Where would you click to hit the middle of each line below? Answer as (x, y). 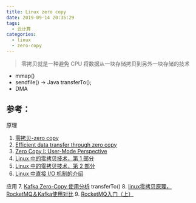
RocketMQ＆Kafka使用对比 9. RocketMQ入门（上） (70, 194)
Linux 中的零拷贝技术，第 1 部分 (54, 158)
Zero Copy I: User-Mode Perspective (61, 151)
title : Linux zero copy (36, 12)
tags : (13, 23)
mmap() (25, 76)
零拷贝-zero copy (37, 138)
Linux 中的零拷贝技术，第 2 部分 (55, 166)
